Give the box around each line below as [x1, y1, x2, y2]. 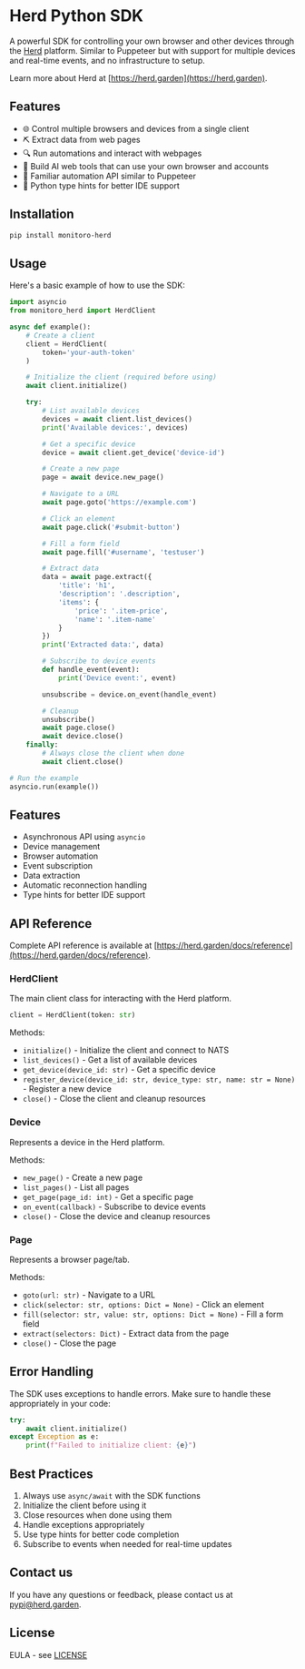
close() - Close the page [22, 1338, 117, 1348]
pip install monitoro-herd [9, 230, 112, 239]
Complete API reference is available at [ [9, 940, 157, 952]
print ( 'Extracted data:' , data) [42, 640, 165, 649]
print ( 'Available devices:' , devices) [42, 422, 189, 433]
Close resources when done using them [22, 1510, 172, 1521]
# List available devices [42, 406, 141, 415]
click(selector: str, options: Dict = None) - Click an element [22, 1298, 265, 1309]
